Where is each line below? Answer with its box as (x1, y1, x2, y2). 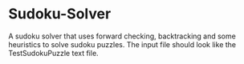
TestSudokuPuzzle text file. (8, 48, 99, 58)
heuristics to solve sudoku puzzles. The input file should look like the (8, 39, 237, 49)
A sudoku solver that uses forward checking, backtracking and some (8, 31, 237, 41)
